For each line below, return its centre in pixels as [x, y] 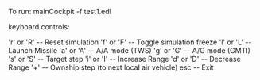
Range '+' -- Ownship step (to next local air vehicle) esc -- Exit [111, 67]
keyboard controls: [39, 27]
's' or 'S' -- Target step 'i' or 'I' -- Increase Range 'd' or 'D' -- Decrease [124, 59]
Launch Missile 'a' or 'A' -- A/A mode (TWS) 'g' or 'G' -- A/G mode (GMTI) [129, 50]
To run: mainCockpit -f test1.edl [60, 11]
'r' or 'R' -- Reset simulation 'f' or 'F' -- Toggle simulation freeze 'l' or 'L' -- [130, 42]
